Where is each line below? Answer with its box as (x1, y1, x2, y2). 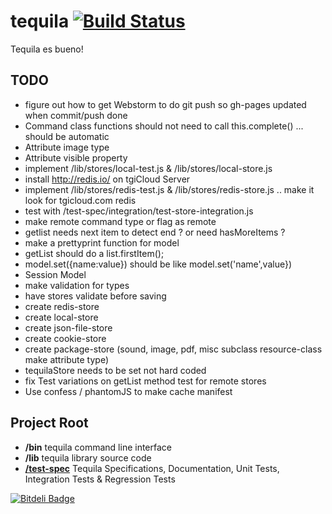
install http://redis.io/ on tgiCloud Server (24, 173, 191, 185)
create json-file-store (24, 321, 113, 334)
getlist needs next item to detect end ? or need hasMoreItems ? (24, 226, 286, 238)
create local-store (24, 311, 99, 323)
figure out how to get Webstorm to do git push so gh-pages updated (24, 98, 307, 110)
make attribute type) (24, 353, 110, 365)
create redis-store (24, 300, 100, 312)
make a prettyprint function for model (24, 236, 180, 249)
